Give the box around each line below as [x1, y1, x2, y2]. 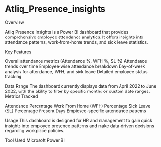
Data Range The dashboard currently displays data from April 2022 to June [5, 83, 157, 89]
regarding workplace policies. [5, 128, 65, 133]
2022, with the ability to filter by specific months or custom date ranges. [5, 88, 150, 94]
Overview [5, 19, 24, 25]
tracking [5, 73, 22, 79]
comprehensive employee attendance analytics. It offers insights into [5, 34, 144, 40]
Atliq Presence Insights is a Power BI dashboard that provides [5, 29, 129, 35]
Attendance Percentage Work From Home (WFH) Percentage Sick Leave [5, 103, 151, 109]
